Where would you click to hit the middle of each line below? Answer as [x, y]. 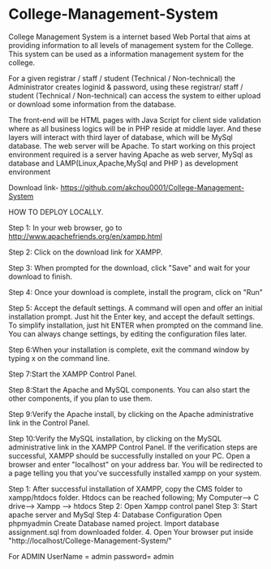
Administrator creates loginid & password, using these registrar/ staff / [126, 87]
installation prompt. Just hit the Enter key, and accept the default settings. [132, 316]
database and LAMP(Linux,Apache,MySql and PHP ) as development [123, 163]
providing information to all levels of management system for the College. [131, 45]
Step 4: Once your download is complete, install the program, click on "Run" [136, 292]
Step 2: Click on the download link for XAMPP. [86, 252]
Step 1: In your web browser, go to [65, 228]
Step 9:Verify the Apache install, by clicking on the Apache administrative [131, 414]
